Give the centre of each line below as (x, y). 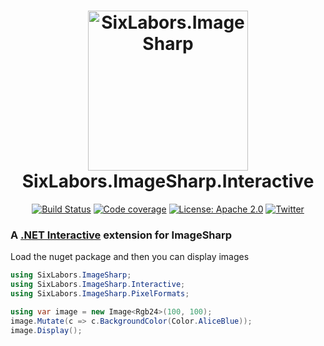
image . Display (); (46, 330)
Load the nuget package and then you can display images (130, 257)
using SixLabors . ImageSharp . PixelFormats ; (100, 293)
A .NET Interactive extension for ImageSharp (121, 235)
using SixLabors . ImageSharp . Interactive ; (98, 285)
